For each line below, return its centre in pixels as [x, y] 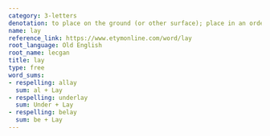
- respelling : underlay [48, 98]
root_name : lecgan [39, 53]
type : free [27, 68]
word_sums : [27, 75]
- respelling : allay [43, 82]
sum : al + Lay [39, 90]
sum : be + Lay [39, 120]
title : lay [27, 61]
